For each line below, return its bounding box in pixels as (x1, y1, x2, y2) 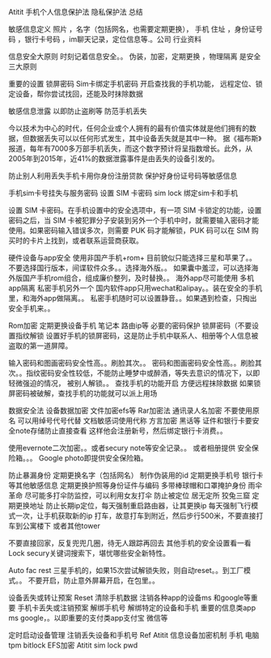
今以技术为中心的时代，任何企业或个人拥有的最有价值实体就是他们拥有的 (8, 124, 249, 133)
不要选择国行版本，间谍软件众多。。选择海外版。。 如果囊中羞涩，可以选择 (8, 263, 252, 273)
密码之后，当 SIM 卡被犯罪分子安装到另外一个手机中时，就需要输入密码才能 (8, 215, 260, 225)
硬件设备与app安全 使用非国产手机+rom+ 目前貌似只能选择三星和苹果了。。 (8, 253, 257, 262)
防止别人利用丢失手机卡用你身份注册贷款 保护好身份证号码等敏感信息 (8, 171, 237, 180)
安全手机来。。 (8, 304, 55, 313)
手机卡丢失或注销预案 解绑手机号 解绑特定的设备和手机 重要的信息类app (17, 603, 256, 613)
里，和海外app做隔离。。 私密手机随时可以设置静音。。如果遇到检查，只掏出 (8, 294, 257, 303)
